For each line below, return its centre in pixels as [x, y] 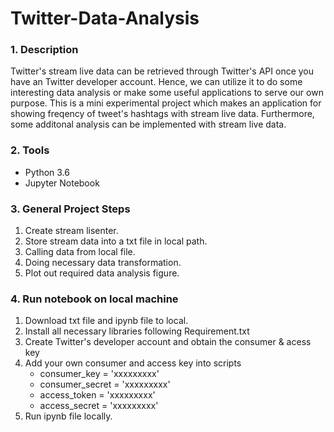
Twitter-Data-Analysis [105, 18]
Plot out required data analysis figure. [102, 273]
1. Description [44, 50]
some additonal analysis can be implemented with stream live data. [148, 124]
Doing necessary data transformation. [103, 263]
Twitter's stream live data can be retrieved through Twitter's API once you [162, 71]
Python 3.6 [47, 172]
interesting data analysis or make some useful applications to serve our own [167, 93]
